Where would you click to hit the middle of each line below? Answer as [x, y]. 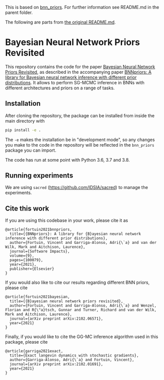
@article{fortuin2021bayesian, [38, 297]
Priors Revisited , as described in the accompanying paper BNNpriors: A [78, 72]
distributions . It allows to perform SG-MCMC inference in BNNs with [75, 82]
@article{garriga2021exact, [34, 351]
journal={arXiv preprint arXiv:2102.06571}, [56, 319]
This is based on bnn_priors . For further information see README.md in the [82, 7]
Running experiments [39, 176]
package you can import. [31, 150]
